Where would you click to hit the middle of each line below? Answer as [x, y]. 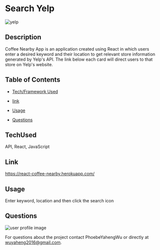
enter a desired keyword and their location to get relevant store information [80, 54]
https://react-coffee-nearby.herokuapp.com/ [50, 174]
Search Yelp [30, 9]
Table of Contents [33, 80]
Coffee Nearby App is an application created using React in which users [77, 49]
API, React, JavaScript [27, 147]
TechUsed [21, 135]
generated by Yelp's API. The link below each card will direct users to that [79, 59]
